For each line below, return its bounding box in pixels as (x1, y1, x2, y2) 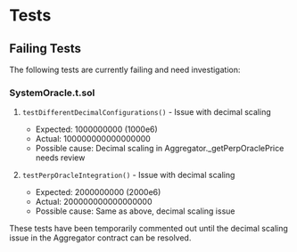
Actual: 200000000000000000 (35, 197, 153, 207)
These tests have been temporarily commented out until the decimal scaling (9, 224, 288, 234)
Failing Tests (9, 41, 82, 56)
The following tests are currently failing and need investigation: (9, 64, 241, 75)
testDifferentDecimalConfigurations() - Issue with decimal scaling (21, 107, 271, 118)
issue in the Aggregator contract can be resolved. (9, 232, 192, 243)
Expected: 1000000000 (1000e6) (35, 124, 158, 134)
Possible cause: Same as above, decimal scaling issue (35, 206, 235, 216)
